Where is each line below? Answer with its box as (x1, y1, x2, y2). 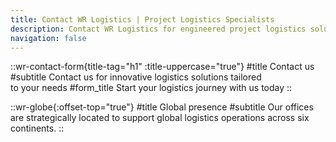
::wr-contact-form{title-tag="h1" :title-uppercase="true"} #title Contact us (10, 61, 315, 73)
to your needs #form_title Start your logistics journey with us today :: (10, 82, 293, 94)
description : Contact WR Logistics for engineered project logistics (10, 24, 307, 34)
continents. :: (10, 122, 65, 135)
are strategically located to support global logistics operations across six (10, 112, 310, 124)
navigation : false (10, 33, 87, 43)
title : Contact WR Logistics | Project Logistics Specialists (10, 14, 275, 25)
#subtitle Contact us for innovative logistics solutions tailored (10, 71, 262, 83)
